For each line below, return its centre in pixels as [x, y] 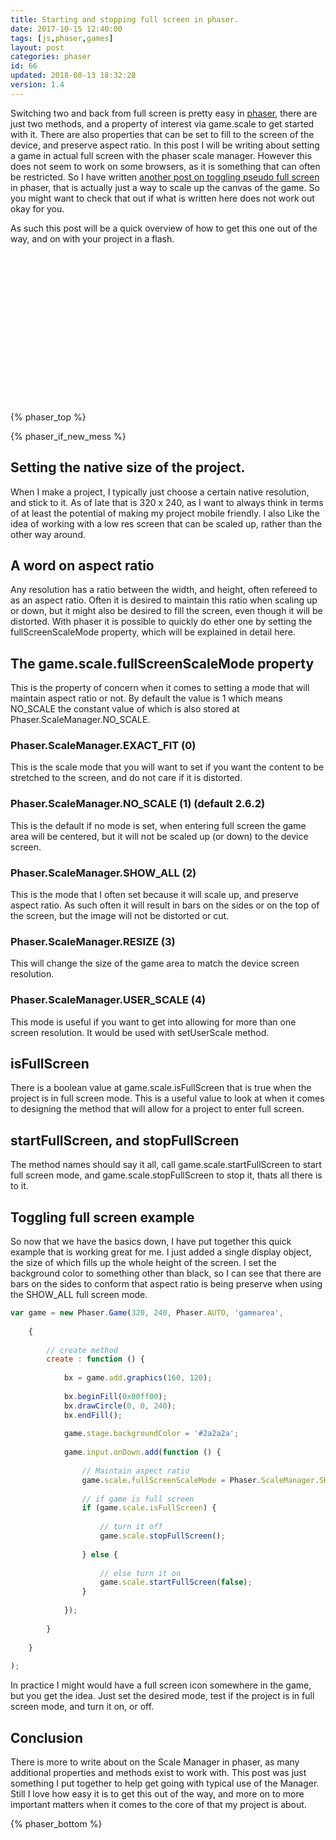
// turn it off [131, 1527]
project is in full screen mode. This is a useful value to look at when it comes [167, 1098]
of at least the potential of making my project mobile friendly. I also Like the [165, 513]
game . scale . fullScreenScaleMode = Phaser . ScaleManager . [200, 1480]
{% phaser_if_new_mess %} [68, 436]
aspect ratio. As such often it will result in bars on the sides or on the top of [165, 905]
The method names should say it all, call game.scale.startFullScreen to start [166, 1165]
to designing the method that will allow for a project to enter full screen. [157, 1109]
